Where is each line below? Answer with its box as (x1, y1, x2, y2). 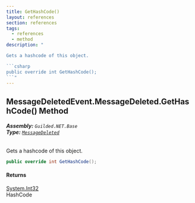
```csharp (6, 63, 31, 69)
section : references (6, 20, 58, 26)
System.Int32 (6, 185, 39, 192)
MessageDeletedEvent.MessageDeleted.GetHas (6, 96, 190, 107)
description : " (6, 42, 44, 48)
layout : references (6, 14, 55, 20)
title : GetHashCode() (6, 8, 60, 15)
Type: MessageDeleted (6, 129, 59, 136)
